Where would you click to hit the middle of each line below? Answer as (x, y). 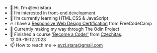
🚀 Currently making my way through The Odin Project (65, 29)
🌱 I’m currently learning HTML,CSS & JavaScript (59, 18)
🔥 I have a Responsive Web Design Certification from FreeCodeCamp (81, 23)
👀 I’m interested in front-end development (53, 13)
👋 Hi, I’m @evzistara (30, 8)
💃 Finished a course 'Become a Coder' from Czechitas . (66, 34)
